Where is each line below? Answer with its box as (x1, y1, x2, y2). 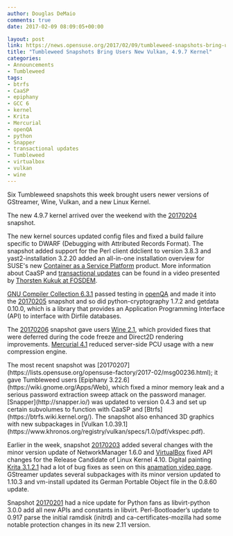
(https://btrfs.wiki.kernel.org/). (7, 412, 94, 421)
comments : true (7, 17, 51, 24)
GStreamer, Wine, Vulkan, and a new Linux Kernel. (7, 197, 151, 206)
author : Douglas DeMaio (7, 10, 76, 17)
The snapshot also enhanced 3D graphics (94, 412, 215, 421)
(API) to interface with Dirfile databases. (7, 312, 122, 320)
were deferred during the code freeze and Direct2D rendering (7, 333, 184, 341)
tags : (7, 74, 23, 81)
